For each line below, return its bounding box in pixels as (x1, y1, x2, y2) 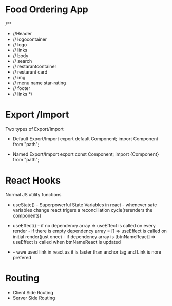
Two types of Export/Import (5, 125, 64, 132)
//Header (12, 30, 32, 37)
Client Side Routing (12, 289, 54, 295)
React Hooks (5, 175, 61, 186)
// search (12, 58, 32, 64)
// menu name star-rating (12, 80, 66, 86)
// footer (12, 85, 31, 91)
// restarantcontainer (12, 63, 57, 69)
